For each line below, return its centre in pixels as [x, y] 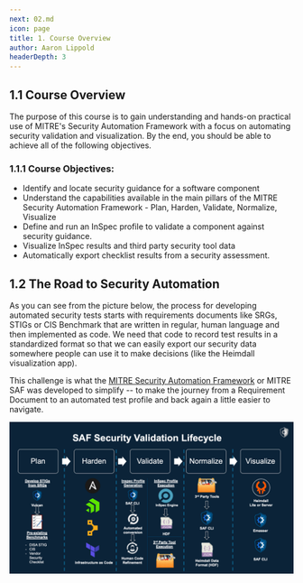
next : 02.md [32, 19]
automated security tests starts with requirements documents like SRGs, [143, 315]
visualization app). [43, 363]
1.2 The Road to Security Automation [115, 284]
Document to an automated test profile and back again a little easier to [140, 400]
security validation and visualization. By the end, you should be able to [140, 135]
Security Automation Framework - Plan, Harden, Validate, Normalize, [150, 208]
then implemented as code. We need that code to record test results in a [143, 335]
